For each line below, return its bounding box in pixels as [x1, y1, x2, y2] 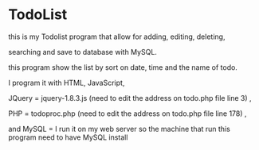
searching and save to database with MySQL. [8, 47, 158, 56]
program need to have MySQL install [8, 133, 128, 142]
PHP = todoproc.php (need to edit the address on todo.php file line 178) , [8, 109, 247, 118]
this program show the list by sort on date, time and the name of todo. [8, 62, 237, 72]
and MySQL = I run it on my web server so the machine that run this [8, 124, 231, 133]
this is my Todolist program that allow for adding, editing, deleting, [8, 32, 226, 41]
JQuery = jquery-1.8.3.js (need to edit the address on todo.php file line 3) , [8, 93, 253, 102]
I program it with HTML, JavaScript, [8, 78, 125, 87]
